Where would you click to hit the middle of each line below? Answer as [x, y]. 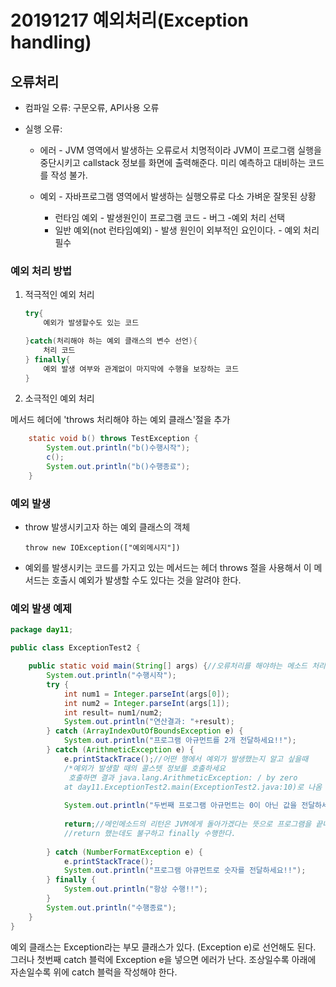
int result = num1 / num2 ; [113, 712]
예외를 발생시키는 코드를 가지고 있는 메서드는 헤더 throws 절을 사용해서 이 [168, 568]
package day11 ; [42, 630]
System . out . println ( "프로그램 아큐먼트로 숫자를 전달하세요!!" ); [185, 871]
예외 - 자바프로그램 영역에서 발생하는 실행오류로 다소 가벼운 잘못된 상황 [178, 196]
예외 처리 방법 [41, 271]
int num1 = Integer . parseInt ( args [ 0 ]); [146, 694]
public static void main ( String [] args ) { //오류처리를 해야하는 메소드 [168, 666]
